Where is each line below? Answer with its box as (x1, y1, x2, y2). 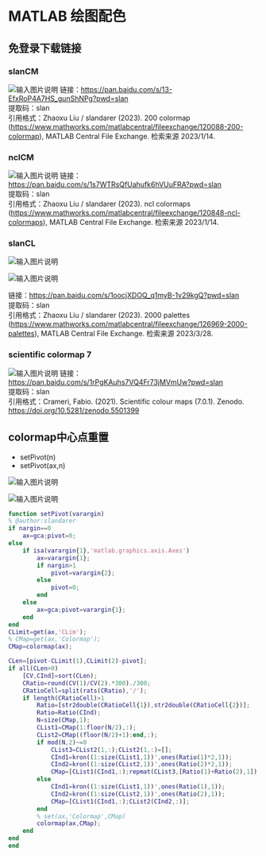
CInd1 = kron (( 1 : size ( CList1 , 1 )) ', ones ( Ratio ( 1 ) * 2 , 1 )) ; (50, 753, 233, 761)
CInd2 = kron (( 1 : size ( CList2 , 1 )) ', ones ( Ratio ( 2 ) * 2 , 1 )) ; (50, 761, 233, 769)
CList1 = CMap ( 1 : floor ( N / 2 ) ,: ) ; (37, 724, 137, 732)
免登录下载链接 (8, 41, 82, 55)
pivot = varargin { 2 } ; (50, 569, 115, 577)
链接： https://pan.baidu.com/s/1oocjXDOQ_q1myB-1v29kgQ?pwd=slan (8, 291, 240, 300)
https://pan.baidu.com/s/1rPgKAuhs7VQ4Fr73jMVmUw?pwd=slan (8, 377, 224, 386)
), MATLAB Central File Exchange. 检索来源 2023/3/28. (34, 329, 214, 339)
